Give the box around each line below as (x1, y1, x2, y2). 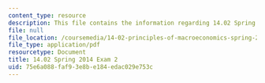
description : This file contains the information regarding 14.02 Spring (8, 19, 256, 27)
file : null (8, 26, 44, 34)
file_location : (8, 33, 58, 42)
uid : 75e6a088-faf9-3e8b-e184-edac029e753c (8, 63, 154, 71)
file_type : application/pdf (8, 41, 101, 49)
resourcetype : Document (8, 48, 87, 56)
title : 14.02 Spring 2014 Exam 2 (8, 56, 118, 64)
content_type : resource (8, 11, 87, 20)
